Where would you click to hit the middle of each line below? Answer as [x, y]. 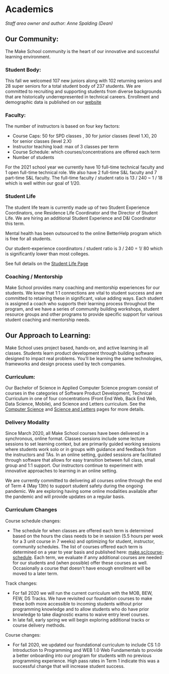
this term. [15, 223]
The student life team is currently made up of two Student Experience [77, 207]
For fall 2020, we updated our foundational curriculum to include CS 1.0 [87, 645]
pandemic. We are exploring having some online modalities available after [81, 491]
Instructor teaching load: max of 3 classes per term [66, 147]
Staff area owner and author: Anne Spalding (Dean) [59, 23]
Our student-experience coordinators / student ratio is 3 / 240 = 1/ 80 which [84, 248]
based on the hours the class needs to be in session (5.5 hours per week [88, 536]
